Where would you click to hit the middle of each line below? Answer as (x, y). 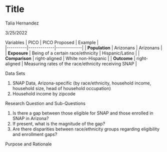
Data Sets (15, 73)
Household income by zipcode (44, 93)
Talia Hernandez (22, 23)
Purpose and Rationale (28, 144)
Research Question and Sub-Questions (45, 103)
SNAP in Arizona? (30, 118)
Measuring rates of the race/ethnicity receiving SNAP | (80, 63)
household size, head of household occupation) (61, 88)
